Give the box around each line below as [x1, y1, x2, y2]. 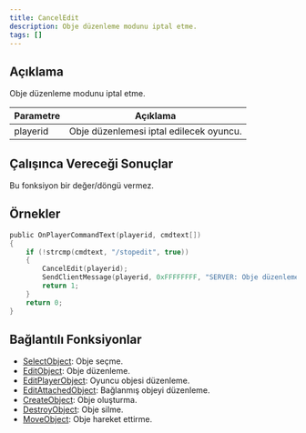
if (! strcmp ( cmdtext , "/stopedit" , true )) [25, 247, 189, 257]
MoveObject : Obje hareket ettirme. [22, 414, 153, 425]
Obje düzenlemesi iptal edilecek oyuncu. [68, 125, 242, 137]
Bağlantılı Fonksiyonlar [9, 331, 143, 347]
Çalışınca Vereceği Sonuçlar [9, 156, 174, 171]
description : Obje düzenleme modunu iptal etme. [9, 22, 198, 31]
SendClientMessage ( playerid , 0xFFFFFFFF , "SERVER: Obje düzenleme [42, 273, 300, 282]
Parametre [14, 110, 61, 123]
